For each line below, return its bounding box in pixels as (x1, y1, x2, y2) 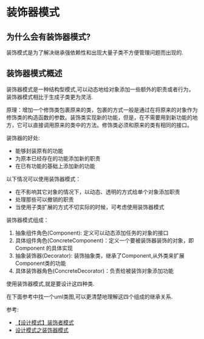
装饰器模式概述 (6, 68, 63, 79)
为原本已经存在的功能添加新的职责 (15, 154, 101, 162)
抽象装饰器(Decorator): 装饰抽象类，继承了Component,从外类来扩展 (15, 252, 185, 259)
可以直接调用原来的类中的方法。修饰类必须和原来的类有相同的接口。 (22, 121, 192, 128)
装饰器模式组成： (6, 216, 49, 224)
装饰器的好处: (6, 134, 41, 142)
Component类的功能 (15, 259, 66, 267)
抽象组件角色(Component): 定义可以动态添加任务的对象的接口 (15, 229, 169, 236)
